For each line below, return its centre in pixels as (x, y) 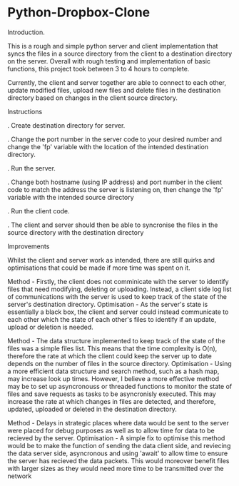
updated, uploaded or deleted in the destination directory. (92, 409)
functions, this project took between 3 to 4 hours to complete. (98, 69)
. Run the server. (31, 168)
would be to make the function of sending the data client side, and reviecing (119, 445)
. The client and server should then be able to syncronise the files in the (113, 225)
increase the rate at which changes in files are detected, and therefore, (112, 401)
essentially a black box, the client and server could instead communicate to (118, 312)
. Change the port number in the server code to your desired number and (115, 139)
